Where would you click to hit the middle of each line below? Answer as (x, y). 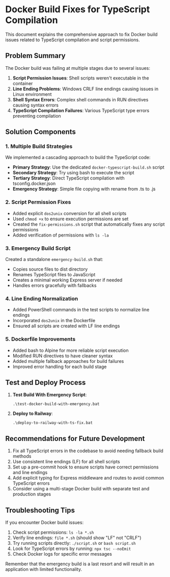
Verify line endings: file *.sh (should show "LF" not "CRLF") (77, 538)
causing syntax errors (36, 105)
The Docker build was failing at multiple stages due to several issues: (78, 68)
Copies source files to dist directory (50, 269)
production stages (32, 494)
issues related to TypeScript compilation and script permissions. (73, 40)
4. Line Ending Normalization (42, 298)
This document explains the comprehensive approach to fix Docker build (81, 34)
